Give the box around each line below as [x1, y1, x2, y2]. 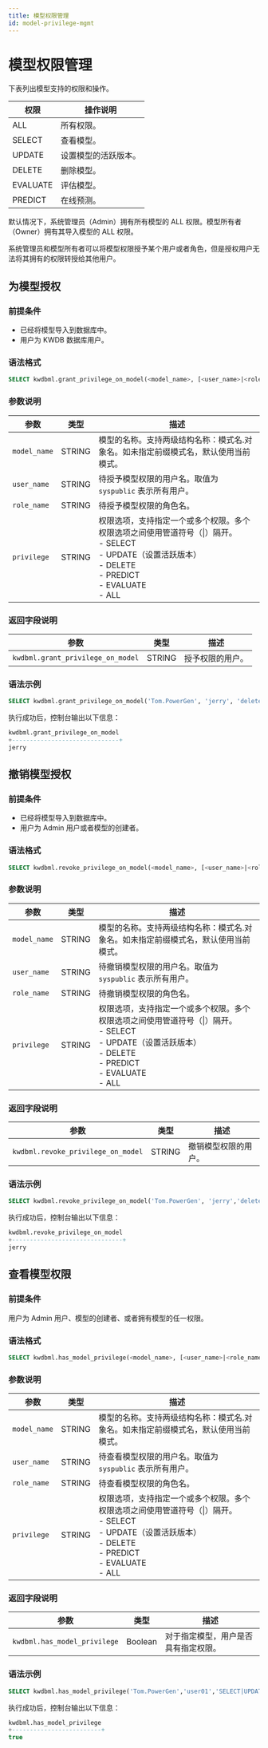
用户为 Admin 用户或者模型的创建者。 [19, 823, 144, 832]
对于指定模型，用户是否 [164, 1631, 254, 1642]
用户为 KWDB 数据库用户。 [19, 335, 109, 345]
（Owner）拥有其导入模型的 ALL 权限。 [8, 227, 138, 236]
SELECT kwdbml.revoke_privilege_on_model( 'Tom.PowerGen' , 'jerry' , [8, 1197, 238, 1205]
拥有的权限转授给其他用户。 [29, 254, 120, 263]
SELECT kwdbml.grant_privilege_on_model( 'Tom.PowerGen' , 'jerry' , [8, 698, 234, 706]
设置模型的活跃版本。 [60, 150, 141, 161]
